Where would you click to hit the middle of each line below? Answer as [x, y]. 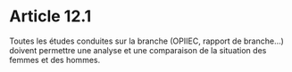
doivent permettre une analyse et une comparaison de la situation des [138, 50]
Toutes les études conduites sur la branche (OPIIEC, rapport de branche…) [146, 41]
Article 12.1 [50, 16]
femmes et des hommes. [55, 60]
